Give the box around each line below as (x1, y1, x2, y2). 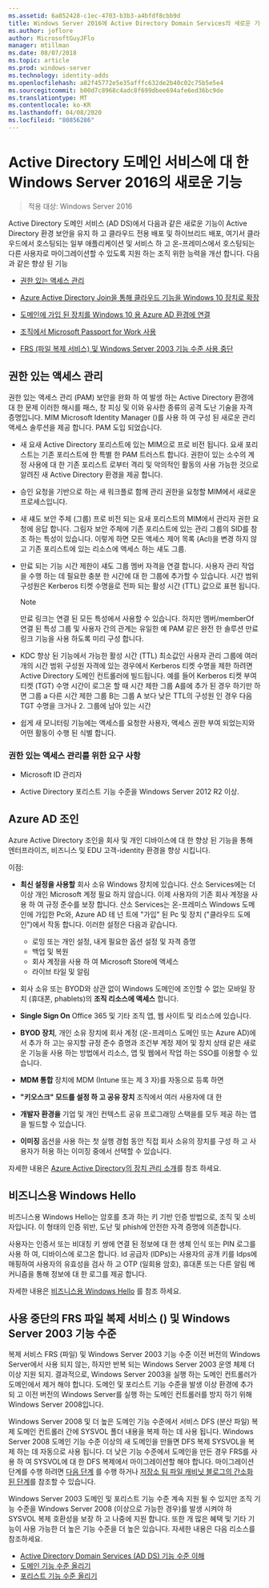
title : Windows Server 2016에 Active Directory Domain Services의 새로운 (8, 19, 251, 27)
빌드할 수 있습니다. (28, 1119, 86, 1128)
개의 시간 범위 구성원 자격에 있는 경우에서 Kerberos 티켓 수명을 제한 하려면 (19, 660, 253, 670)
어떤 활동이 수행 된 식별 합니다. (19, 728, 116, 737)
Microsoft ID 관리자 (19, 770, 82, 779)
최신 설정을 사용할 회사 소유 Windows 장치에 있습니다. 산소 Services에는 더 (19, 879, 256, 889)
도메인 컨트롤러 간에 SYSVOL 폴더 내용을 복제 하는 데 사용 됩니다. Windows (16, 1427, 254, 1436)
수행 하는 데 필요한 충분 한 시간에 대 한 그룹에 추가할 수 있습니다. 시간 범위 (28, 571, 259, 580)
